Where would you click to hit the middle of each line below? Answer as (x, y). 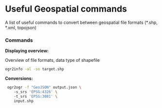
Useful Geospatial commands (66, 9)
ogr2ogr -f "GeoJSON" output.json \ (44, 88)
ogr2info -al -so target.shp (35, 69)
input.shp (24, 101)
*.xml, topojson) (21, 27)
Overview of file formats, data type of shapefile (52, 60)
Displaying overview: (27, 51)
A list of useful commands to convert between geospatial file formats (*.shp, (81, 22)
